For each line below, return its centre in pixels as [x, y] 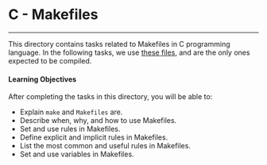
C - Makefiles [53, 15]
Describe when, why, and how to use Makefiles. [98, 121]
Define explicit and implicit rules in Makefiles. [94, 137]
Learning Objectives [43, 79]
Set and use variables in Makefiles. [77, 154]
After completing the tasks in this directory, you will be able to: [110, 97]
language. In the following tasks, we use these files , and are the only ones [129, 52]
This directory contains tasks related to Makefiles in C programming [119, 44]
